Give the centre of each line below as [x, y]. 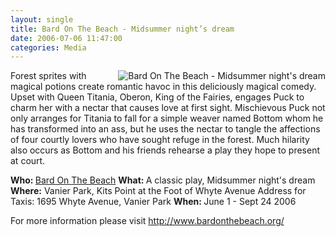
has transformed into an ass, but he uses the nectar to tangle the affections [165, 129]
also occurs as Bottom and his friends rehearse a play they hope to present [165, 150]
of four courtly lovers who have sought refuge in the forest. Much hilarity [160, 140]
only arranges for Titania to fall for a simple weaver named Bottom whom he [167, 118]
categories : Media [48, 47]
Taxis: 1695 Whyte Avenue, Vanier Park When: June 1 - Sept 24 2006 [153, 202]
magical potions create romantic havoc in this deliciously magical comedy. [163, 87]
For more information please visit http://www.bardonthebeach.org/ [147, 221]
